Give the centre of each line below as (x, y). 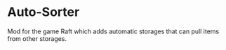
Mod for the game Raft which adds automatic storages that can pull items (113, 31)
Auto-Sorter (44, 12)
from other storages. (37, 38)
